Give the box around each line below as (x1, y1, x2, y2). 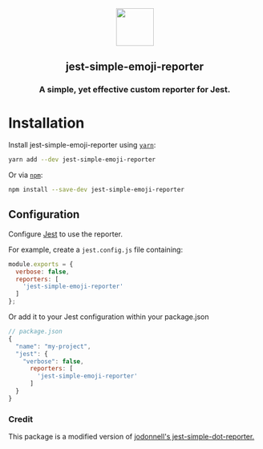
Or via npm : (8, 170, 43, 180)
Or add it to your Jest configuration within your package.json (8, 312, 210, 322)
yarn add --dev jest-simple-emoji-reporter (8, 156, 156, 164)
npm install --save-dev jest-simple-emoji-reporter (8, 186, 184, 194)
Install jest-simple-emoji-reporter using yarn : (8, 140, 156, 150)
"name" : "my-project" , (15, 342, 91, 350)
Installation (8, 114, 85, 131)
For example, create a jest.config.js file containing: (8, 245, 183, 254)
